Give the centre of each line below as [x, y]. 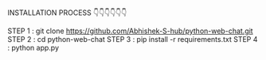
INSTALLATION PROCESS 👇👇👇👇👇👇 [67, 13]
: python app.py [33, 48]
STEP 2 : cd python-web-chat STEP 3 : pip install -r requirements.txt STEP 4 [133, 39]
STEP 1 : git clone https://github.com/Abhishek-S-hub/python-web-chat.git [130, 31]
